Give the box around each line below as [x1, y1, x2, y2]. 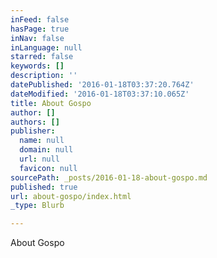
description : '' [10, 71, 78, 81]
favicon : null [19, 163, 78, 173]
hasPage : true [10, 24, 70, 34]
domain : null [19, 145, 74, 155]
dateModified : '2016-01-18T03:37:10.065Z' [10, 89, 190, 99]
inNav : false [10, 33, 65, 43]
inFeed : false [10, 14, 70, 25]
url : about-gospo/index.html [10, 191, 132, 201]
